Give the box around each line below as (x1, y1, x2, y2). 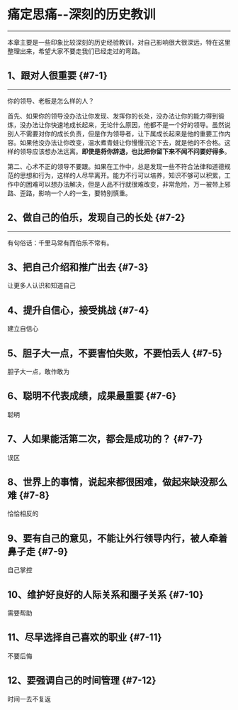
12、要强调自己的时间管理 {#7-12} (7, 674, 157, 687)
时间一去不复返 (7, 694, 51, 703)
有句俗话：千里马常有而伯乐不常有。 (7, 239, 113, 247)
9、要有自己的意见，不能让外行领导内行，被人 (7, 532, 209, 544)
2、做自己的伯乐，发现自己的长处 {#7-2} (7, 212, 186, 224)
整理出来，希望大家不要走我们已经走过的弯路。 (7, 47, 144, 55)
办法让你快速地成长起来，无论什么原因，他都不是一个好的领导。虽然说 (25, 120, 231, 129)
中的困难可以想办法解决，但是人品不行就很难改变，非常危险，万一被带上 (13, 180, 225, 188)
